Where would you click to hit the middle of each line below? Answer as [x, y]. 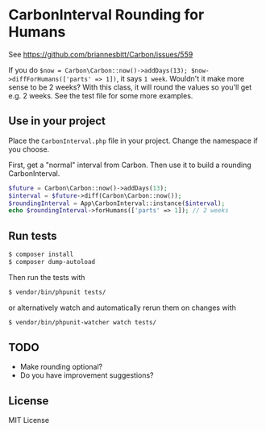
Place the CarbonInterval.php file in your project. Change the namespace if [133, 140]
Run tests [33, 236]
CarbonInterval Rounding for [106, 15]
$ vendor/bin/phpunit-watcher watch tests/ [83, 322]
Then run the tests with [47, 277]
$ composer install [41, 255]
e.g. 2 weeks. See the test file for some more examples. [101, 95]
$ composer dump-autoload [52, 262]
